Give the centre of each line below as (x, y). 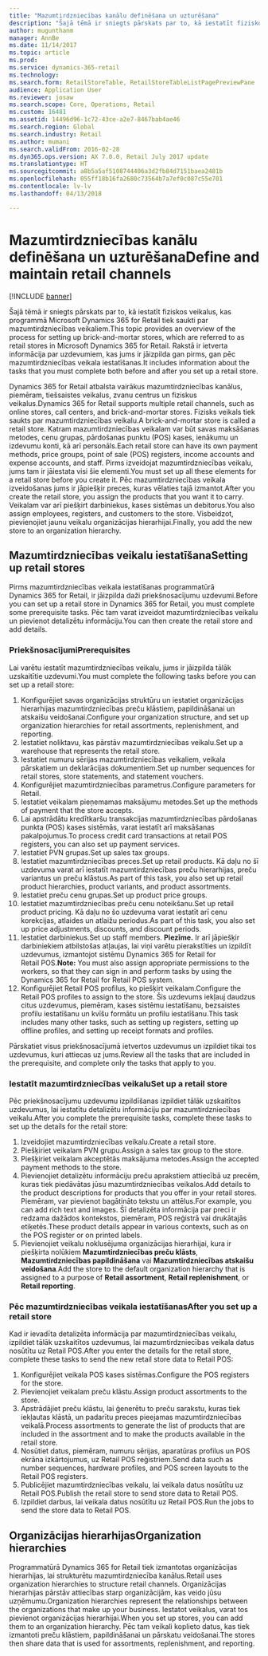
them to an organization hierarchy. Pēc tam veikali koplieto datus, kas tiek (129, 1626)
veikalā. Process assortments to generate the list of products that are (133, 1425)
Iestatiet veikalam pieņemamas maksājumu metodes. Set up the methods (139, 802)
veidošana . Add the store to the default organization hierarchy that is (133, 1268)
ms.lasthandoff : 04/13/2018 (56, 193)
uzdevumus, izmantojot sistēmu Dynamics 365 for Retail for (118, 954)
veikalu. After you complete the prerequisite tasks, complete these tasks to (131, 1118)
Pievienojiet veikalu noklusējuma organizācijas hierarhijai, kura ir (126, 1243)
